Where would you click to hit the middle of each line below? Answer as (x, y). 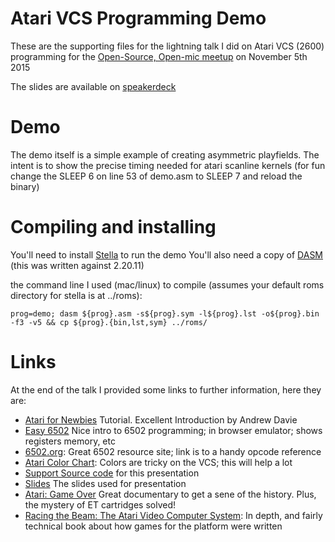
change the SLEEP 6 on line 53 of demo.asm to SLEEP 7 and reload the (156, 176)
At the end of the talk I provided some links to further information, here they (166, 389)
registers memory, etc (70, 441)
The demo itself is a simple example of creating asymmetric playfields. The (165, 154)
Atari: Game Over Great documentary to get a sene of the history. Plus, (170, 494)
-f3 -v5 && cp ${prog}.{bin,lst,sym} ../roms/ (109, 322)
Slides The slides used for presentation (105, 483)
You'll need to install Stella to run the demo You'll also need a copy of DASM (167, 254)
